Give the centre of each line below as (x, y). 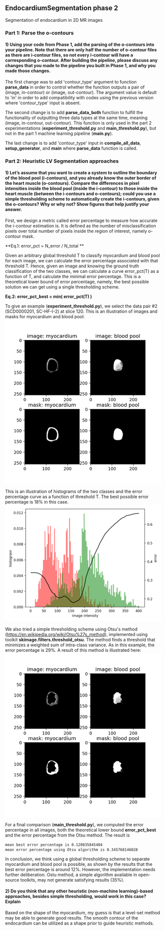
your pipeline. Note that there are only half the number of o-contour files (81, 50)
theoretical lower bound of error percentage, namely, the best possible (77, 282)
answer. (14, 210)
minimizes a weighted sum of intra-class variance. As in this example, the (80, 645)
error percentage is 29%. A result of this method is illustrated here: (73, 650)
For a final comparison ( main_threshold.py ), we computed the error (74, 824)
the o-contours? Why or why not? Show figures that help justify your (77, 204)
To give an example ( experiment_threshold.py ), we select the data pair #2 (81, 306)
